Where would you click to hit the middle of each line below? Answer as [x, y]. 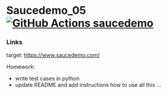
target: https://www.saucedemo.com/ [53, 55]
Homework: [21, 67]
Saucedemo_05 [46, 11]
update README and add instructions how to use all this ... [88, 85]
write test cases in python [47, 78]
